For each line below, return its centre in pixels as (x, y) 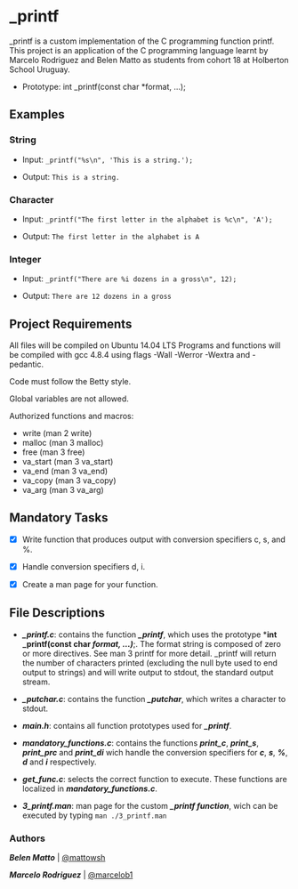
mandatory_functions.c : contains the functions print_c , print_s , (141, 743)
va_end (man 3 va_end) (65, 471)
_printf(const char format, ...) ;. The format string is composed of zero (152, 643)
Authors (28, 838)
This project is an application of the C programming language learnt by (139, 50)
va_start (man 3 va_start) (68, 462)
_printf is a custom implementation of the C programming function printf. (142, 41)
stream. (36, 682)
